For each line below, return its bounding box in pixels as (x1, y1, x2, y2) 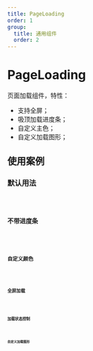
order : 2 (13, 37, 39, 44)
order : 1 (7, 17, 33, 24)
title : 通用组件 (13, 30, 58, 37)
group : (7, 23, 27, 30)
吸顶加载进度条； (17, 115, 68, 124)
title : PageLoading (7, 10, 65, 18)
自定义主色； (17, 124, 55, 133)
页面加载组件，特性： (7, 91, 69, 100)
